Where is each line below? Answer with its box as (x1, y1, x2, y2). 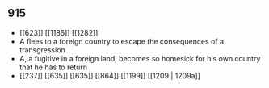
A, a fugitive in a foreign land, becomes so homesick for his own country (19, 53, 261, 63)
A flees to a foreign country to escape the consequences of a (19, 36, 224, 46)
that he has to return (19, 62, 88, 72)
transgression (19, 44, 65, 55)
